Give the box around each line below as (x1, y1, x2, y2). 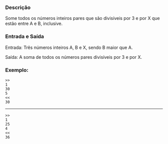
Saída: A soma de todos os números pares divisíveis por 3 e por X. (5, 54, 142, 60)
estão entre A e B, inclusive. (5, 20, 63, 26)
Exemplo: (5, 66, 29, 73)
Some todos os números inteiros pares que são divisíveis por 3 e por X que (5, 15, 160, 21)
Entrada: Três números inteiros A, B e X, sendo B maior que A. (5, 44, 133, 50)
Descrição (5, 4, 31, 11)
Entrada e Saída (5, 33, 44, 40)
